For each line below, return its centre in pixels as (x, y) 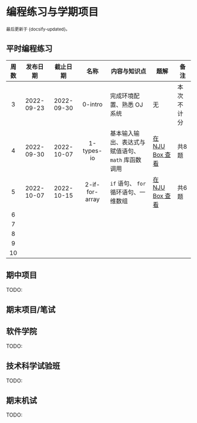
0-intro (92, 104)
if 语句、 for (128, 183)
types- (93, 151)
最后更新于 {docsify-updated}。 (38, 29)
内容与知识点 (128, 71)
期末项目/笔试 (31, 309)
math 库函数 (126, 159)
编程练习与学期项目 (52, 12)
